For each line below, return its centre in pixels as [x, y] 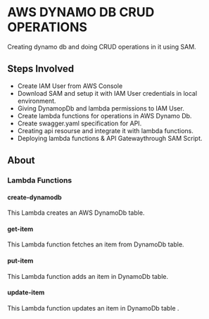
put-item [20, 261]
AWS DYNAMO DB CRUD [81, 12]
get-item [20, 229]
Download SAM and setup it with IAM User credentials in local [107, 93]
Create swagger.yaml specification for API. [80, 123]
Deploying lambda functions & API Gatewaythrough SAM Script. [110, 138]
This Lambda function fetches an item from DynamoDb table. [96, 244]
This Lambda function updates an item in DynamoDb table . [93, 308]
